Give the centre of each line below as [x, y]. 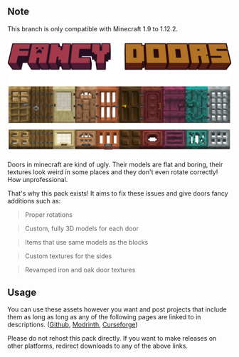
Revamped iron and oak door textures [80, 270]
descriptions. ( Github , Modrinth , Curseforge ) [73, 325]
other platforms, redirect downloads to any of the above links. [98, 346]
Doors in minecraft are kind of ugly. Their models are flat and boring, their [115, 165]
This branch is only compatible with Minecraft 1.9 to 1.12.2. [92, 28]
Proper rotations [49, 215]
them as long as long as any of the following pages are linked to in [104, 317]
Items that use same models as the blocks [86, 243]
